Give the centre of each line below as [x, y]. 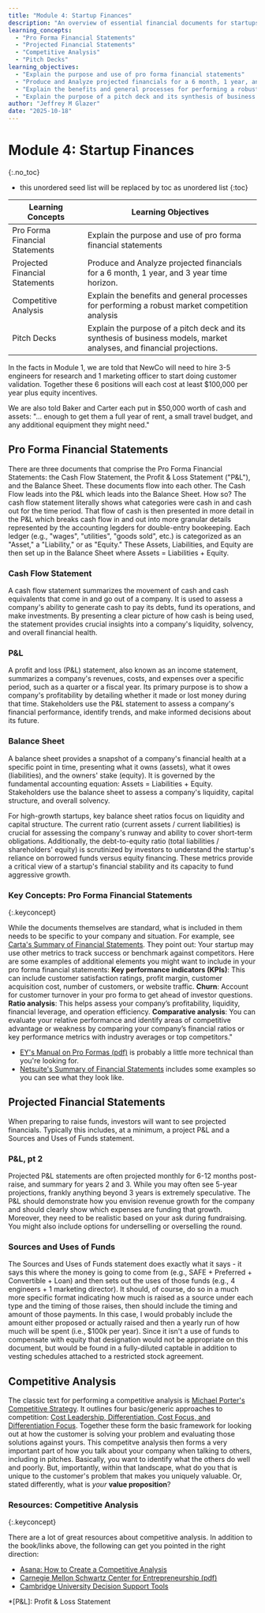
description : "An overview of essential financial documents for [118, 23]
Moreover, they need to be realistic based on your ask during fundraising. [127, 1218]
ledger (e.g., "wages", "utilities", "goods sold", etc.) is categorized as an [125, 536]
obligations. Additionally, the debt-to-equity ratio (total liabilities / [114, 841]
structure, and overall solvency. [59, 801]
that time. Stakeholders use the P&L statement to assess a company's [121, 704]
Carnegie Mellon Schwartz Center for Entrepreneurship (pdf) [118, 1578]
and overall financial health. [53, 633]
